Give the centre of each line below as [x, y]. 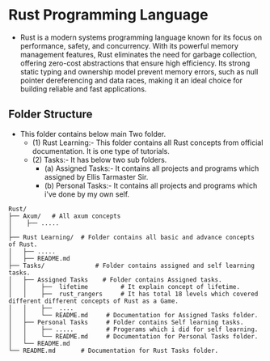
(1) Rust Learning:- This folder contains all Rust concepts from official [148, 142]
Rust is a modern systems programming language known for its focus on [141, 37]
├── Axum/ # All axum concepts [65, 216]
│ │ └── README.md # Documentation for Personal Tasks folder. [133, 336]
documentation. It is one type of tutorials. [101, 151]
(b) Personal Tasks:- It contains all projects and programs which [151, 185]
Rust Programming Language [108, 15]
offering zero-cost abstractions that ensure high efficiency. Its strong [135, 63]
